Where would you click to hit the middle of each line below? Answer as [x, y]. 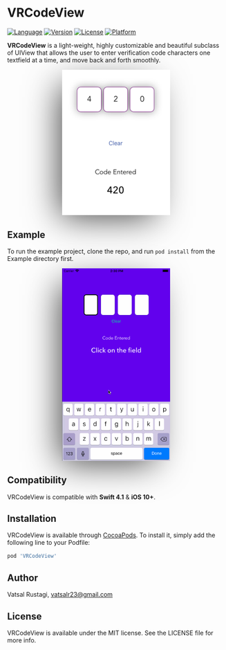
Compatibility [37, 480]
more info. [22, 640]
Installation [32, 519]
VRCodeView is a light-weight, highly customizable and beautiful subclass [113, 45]
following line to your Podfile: [49, 543]
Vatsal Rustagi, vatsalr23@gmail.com [60, 595]
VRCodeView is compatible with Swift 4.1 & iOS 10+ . [82, 497]
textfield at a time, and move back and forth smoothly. [84, 60]
